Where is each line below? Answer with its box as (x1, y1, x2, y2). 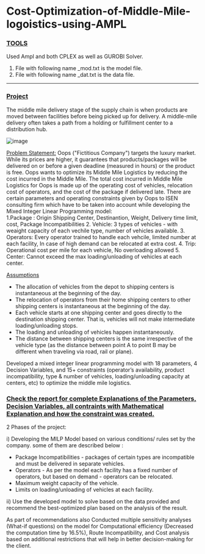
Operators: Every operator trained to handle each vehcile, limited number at (6, 233, 196, 240)
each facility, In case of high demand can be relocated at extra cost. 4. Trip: (6, 240, 196, 247)
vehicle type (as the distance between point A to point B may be (15, 341, 177, 348)
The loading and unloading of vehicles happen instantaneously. (15, 328, 175, 336)
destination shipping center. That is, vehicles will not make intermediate (15, 315, 195, 323)
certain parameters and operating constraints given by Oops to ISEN (6, 194, 178, 202)
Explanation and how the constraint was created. (6, 409, 154, 418)
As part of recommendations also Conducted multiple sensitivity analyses (6, 516, 192, 523)
